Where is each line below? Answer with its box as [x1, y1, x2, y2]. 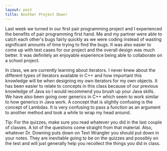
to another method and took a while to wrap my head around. [5, 109, 131, 115]
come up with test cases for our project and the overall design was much [5, 47, 156, 53]
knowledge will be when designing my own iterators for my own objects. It [5, 78, 158, 84]
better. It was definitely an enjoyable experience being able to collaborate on [5, 52, 163, 58]
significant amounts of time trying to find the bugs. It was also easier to [5, 41, 152, 47]
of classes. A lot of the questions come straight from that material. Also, [5, 124, 153, 130]
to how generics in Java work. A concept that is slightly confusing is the [5, 99, 153, 105]
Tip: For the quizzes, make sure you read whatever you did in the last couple [5, 119, 162, 125]
